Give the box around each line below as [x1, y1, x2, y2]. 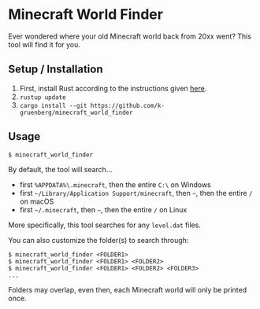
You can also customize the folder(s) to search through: [8, 235, 189, 245]
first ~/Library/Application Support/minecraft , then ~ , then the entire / [19, 188, 253, 197]
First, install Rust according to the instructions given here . [19, 83, 207, 93]
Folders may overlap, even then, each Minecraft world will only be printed [8, 285, 247, 294]
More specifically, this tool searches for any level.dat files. [8, 220, 201, 230]
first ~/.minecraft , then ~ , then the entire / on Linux [19, 204, 188, 214]
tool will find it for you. [8, 39, 81, 49]
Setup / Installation [8, 63, 103, 76]
